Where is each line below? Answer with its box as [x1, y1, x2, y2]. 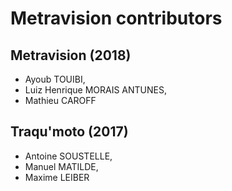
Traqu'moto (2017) [10, 123, 129, 141]
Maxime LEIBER [24, 171, 90, 183]
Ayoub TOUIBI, [24, 73, 86, 85]
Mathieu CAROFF [24, 95, 97, 106]
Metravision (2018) [10, 47, 132, 64]
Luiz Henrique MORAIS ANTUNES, [24, 84, 167, 96]
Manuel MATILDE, [24, 160, 99, 172]
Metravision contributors [10, 7, 223, 30]
